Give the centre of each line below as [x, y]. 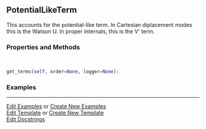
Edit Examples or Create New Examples [56, 106]
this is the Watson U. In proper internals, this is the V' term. [81, 31]
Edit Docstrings [26, 119]
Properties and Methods [43, 47]
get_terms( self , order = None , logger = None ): [63, 72]
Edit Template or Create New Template [55, 113]
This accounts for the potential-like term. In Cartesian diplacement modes [99, 24]
